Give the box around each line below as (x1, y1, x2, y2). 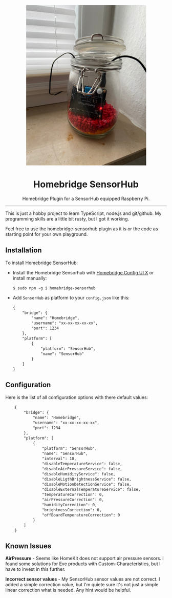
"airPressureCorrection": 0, (41, 497, 104, 502)
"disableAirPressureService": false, (41, 466, 123, 471)
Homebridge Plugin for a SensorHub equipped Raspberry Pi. (22, 195, 150, 202)
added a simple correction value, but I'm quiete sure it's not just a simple (5, 582, 159, 588)
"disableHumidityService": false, (41, 471, 116, 476)
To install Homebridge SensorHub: (5, 260, 78, 266)
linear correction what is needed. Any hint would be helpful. (5, 587, 132, 593)
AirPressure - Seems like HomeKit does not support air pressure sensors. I (5, 555, 164, 562)
